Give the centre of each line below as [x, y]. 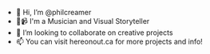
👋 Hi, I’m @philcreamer [53, 12]
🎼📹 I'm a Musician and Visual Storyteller [83, 21]
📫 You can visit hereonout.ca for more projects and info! [109, 41]
